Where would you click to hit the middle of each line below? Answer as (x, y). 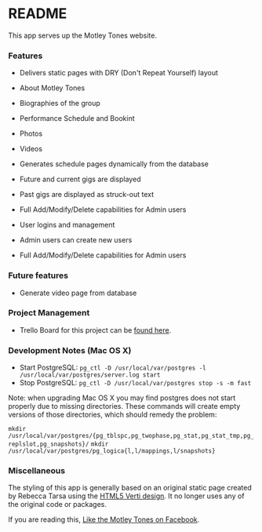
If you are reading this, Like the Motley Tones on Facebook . (104, 519)
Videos (31, 149)
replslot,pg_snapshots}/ (49, 444)
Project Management (49, 313)
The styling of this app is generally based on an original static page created (130, 488)
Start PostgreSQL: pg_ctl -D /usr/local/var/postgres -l (113, 368)
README (38, 14)
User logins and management (67, 225)
